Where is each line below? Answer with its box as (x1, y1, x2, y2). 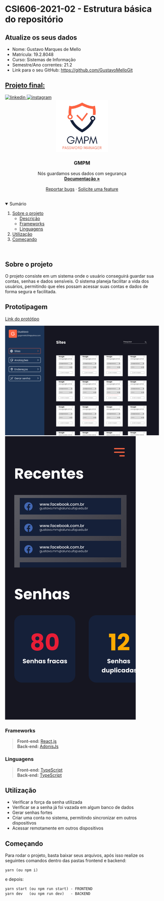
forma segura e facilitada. (5, 288, 57, 294)
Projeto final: (5, 81, 45, 90)
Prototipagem (5, 303, 48, 311)
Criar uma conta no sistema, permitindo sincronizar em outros (12, 815, 137, 821)
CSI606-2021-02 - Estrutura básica (5, 3, 152, 15)
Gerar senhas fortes (12, 809, 53, 816)
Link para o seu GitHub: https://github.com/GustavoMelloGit (12, 67, 133, 73)
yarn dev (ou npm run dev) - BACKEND (5, 891, 91, 897)
